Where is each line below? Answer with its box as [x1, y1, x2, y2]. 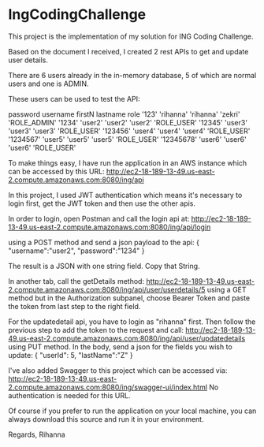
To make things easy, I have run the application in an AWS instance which [8, 158, 247, 167]
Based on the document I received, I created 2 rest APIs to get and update [8, 47, 249, 56]
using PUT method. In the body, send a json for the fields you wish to [8, 341, 232, 352]
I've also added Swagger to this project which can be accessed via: [8, 365, 228, 375]
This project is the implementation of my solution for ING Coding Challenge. [8, 32, 254, 41]
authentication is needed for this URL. [8, 390, 131, 400]
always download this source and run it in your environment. [8, 414, 204, 423]
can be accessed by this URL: [8, 166, 105, 176]
